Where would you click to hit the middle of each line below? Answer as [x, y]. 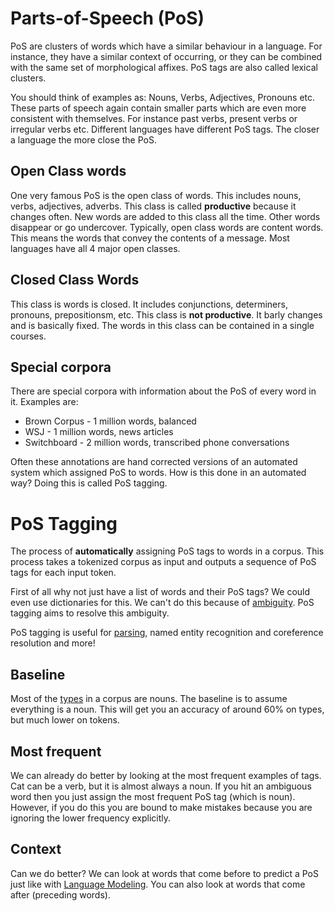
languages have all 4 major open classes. [95, 248]
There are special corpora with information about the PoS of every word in [163, 391]
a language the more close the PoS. [83, 139]
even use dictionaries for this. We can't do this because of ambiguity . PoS [162, 603]
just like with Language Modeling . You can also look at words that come [158, 884]
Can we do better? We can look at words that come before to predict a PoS [164, 873]
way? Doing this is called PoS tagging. [89, 483]
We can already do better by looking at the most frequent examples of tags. [166, 775]
